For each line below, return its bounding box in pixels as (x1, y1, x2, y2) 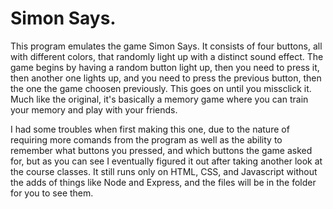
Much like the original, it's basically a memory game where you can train (10, 93, 309, 105)
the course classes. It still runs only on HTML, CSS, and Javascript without (10, 165, 318, 177)
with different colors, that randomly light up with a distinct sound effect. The (10, 50, 324, 62)
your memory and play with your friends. (10, 103, 178, 116)
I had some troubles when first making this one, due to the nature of (10, 123, 290, 135)
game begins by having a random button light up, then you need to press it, (10, 61, 320, 73)
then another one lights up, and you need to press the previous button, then (10, 72, 322, 84)
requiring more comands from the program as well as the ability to (10, 133, 283, 146)
